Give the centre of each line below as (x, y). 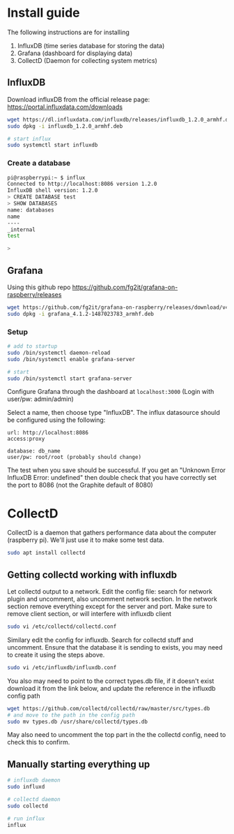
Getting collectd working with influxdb (92, 575)
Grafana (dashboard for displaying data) (75, 53)
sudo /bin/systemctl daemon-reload (59, 353)
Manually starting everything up (79, 764)
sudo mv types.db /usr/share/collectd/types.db (78, 722)
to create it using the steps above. (56, 654)
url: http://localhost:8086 (48, 433)
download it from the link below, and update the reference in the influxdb (111, 688)
